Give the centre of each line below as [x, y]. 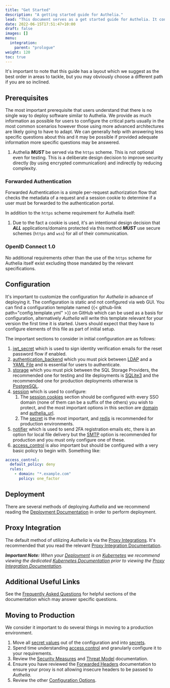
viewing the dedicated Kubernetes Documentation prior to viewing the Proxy [85, 561]
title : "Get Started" [28, 10]
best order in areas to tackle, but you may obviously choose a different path [84, 77]
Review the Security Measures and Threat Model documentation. [80, 659]
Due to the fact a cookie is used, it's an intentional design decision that [86, 223]
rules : [17, 469]
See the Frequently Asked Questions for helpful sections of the [71, 594]
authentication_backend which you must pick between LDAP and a [82, 359]
